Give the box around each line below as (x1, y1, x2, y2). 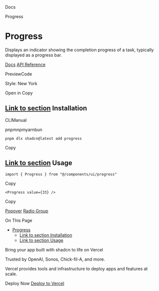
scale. (5, 271, 17, 277)
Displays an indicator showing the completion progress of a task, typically (5, 46, 154, 53)
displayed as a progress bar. (5, 52, 62, 58)
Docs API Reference (5, 61, 45, 67)
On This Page (5, 217, 33, 223)
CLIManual (5, 117, 27, 123)
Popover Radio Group (5, 208, 48, 214)
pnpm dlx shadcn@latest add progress (5, 136, 82, 141)
